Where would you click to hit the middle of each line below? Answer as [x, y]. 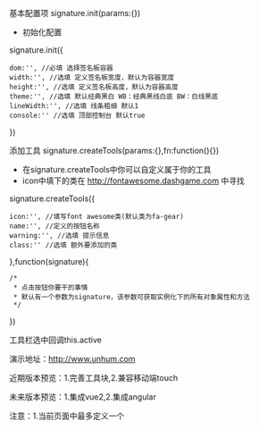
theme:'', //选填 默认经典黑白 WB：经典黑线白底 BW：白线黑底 [114, 97]
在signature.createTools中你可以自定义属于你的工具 [117, 169]
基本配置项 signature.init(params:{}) [75, 13]
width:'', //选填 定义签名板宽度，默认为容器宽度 [92, 78]
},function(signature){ [49, 261]
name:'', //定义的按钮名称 [54, 226]
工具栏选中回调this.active [56, 340]
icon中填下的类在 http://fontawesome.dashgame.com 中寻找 [134, 181]
